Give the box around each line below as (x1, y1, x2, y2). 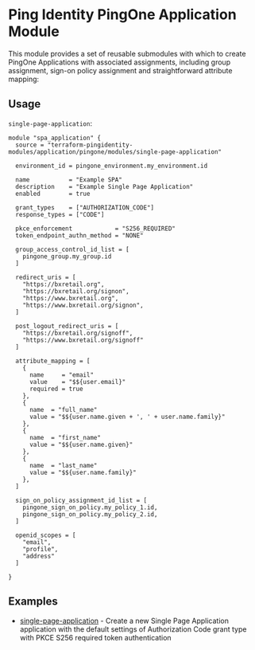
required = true (29, 385, 83, 393)
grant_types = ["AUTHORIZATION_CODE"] (15, 203, 155, 212)
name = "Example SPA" (15, 175, 123, 184)
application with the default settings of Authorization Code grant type (19, 624, 247, 634)
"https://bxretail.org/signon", (22, 287, 129, 296)
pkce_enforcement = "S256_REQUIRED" (15, 225, 176, 233)
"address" (22, 552, 56, 560)
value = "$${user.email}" (29, 378, 126, 386)
